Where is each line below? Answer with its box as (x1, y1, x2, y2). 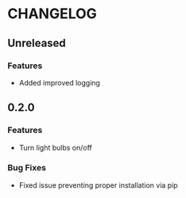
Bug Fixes (7, 162, 47, 173)
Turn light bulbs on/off (18, 143, 93, 152)
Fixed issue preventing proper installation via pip (18, 180, 178, 190)
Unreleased (7, 36, 67, 50)
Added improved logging (18, 78, 101, 87)
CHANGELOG (7, 5, 97, 23)
